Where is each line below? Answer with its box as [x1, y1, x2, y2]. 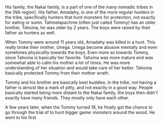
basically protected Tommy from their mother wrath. [5, 70, 109, 76]
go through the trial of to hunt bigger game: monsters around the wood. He [5, 109, 155, 115]
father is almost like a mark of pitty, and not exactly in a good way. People [5, 85, 153, 90]
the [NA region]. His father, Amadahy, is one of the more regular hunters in [5, 9, 154, 15]
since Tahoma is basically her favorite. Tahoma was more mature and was [5, 55, 153, 60]
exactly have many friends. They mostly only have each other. [5, 95, 129, 101]
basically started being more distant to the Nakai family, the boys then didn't [5, 90, 158, 95]
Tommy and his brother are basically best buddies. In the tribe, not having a [5, 79, 157, 85]
